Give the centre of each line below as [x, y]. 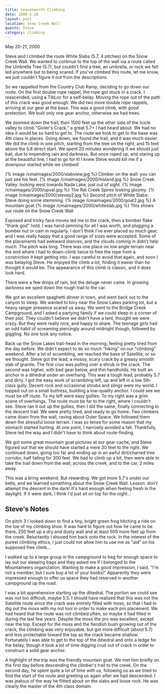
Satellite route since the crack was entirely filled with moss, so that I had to [81, 603]
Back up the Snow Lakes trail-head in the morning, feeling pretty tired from [81, 343]
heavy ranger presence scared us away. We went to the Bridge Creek [76, 308]
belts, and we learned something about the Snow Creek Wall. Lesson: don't [82, 483]
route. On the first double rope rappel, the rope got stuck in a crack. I [75, 92]
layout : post [18, 19]
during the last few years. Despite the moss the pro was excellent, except [80, 619]
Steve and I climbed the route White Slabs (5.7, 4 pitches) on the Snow [76, 56]
